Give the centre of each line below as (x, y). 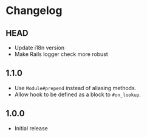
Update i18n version (39, 47)
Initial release (31, 128)
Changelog (34, 11)
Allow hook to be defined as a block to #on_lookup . (77, 94)
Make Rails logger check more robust (61, 54)
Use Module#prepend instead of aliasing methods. (75, 88)
